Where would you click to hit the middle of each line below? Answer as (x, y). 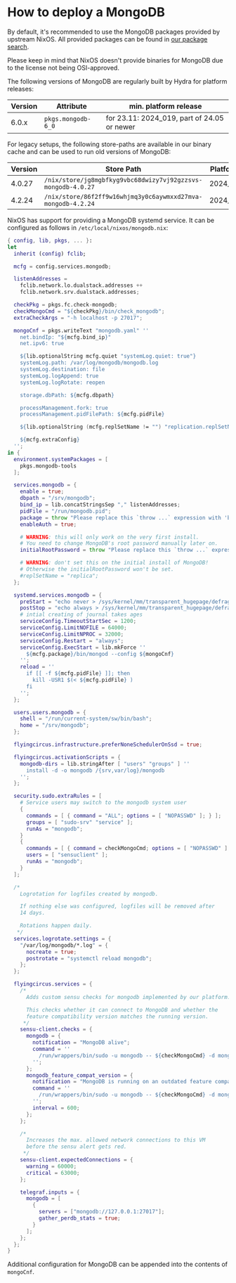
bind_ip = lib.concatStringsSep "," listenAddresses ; (100, 505)
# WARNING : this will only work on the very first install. (110, 537)
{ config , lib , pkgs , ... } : (50, 240)
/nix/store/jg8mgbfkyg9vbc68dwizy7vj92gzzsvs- (124, 180)
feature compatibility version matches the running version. (117, 1017)
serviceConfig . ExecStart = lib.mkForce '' (83, 647)
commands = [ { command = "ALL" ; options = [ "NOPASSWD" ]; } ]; (124, 815)
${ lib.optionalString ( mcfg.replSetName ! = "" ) (91, 427)
